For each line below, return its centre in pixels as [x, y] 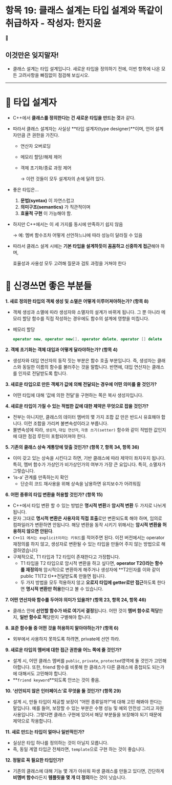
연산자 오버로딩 [36, 146]
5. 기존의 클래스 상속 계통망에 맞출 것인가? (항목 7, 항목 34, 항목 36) [72, 447]
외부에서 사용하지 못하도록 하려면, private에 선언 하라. [66, 639]
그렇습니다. [24, 470]
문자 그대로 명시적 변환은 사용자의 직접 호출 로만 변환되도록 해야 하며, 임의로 [87, 518]
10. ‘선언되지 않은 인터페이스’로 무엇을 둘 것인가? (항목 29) [63, 691]
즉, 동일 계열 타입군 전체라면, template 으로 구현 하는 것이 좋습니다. [79, 749]
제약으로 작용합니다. [33, 721]
